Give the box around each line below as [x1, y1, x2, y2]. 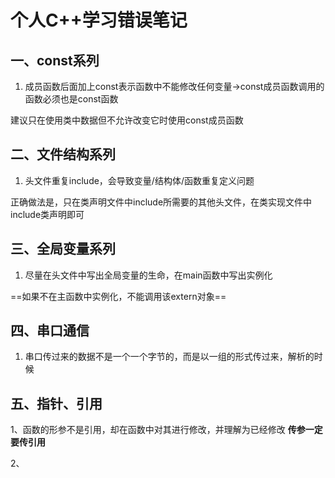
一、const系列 [10, 52, 100, 69]
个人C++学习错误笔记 [10, 9, 188, 32]
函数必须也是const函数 [24, 93, 119, 105]
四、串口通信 [10, 322, 90, 340]
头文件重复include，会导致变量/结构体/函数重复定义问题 [24, 174, 255, 186]
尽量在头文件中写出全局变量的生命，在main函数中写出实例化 [24, 269, 273, 281]
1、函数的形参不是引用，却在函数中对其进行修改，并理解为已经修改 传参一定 [10, 424, 323, 436]
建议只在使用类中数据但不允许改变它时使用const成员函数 [10, 114, 244, 126]
